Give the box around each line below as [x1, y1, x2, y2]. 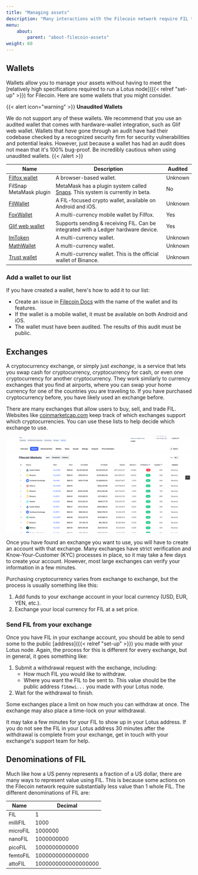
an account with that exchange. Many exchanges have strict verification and [6, 545, 192, 552]
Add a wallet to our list [6, 273, 72, 281]
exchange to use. [6, 424, 48, 431]
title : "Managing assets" [6, 9, 70, 15]
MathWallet [8, 243, 37, 250]
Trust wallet [8, 253, 37, 260]
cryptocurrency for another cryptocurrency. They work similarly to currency [6, 374, 190, 382]
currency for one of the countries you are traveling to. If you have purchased [6, 388, 192, 395]
